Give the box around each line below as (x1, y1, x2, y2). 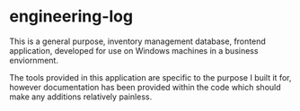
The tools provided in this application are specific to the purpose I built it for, (9, 72, 292, 82)
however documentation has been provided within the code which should (9, 81, 281, 92)
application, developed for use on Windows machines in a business (9, 45, 259, 55)
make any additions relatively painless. (9, 91, 153, 102)
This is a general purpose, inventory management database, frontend (9, 36, 267, 47)
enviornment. (9, 55, 58, 65)
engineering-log (9, 6, 133, 27)
